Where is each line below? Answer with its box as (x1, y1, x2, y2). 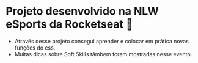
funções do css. (14, 44, 56, 51)
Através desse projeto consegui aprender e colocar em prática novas (14, 37, 189, 45)
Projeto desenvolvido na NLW (5, 4, 159, 18)
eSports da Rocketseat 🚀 (5, 17, 133, 31)
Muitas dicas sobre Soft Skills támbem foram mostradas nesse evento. (14, 50, 193, 57)
